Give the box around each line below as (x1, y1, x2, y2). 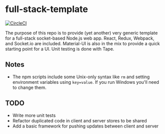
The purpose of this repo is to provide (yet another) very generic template (5, 30, 158, 36)
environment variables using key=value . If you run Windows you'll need (12, 79, 159, 85)
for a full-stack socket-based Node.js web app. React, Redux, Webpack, (5, 35, 154, 41)
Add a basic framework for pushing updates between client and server (12, 123, 159, 129)
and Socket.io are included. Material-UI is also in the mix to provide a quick (5, 40, 160, 46)
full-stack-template (5, 4, 88, 15)
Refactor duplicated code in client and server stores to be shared (12, 117, 147, 123)
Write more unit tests (12, 112, 56, 118)
